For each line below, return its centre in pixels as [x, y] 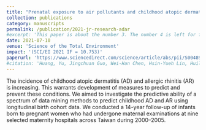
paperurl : [19, 58]
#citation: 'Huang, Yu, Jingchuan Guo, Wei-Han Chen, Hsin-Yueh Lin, [97, 63]
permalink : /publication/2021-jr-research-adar [68, 29]
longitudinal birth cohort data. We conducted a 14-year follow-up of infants [101, 107]
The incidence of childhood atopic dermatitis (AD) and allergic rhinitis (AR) [100, 81]
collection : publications [39, 18]
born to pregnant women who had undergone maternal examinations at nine [102, 113]
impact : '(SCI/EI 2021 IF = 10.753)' [55, 52]
